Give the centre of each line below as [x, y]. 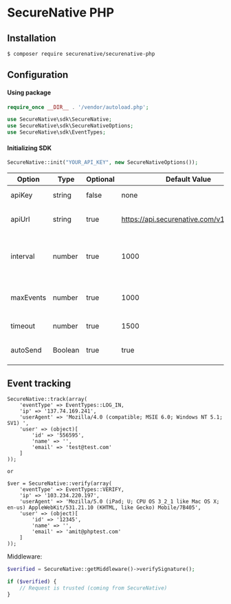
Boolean [66, 351]
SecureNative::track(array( [47, 399]
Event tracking [39, 383]
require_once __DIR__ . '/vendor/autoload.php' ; [78, 107]
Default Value [188, 179]
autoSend [26, 351]
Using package [29, 92]
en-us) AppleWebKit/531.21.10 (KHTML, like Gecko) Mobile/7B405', [104, 508]
